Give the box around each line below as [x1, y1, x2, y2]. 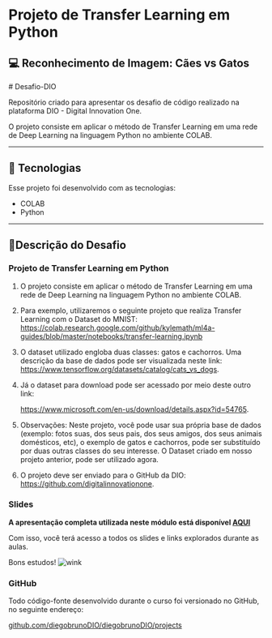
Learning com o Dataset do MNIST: [19, 314, 138, 323]
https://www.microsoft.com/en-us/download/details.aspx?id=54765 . [19, 404, 249, 414]
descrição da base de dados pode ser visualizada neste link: [19, 355, 223, 366]
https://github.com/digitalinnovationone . [19, 478, 155, 488]
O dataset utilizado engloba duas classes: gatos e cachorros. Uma [19, 347, 242, 357]
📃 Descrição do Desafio [8, 238, 127, 252]
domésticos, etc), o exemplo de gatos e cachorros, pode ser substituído [19, 437, 261, 447]
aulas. [8, 542, 28, 551]
